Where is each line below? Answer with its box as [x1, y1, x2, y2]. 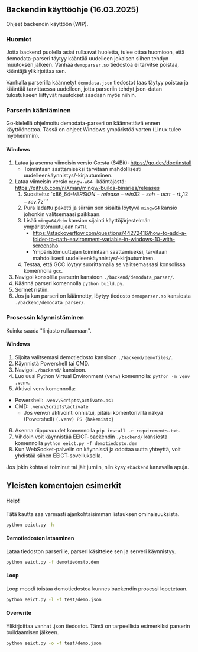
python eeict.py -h [6, 522, 54, 528]
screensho [32, 242, 59, 249]
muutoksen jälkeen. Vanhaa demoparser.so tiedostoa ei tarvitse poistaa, [6, 62, 179, 69]
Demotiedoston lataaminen [6, 534, 74, 541]
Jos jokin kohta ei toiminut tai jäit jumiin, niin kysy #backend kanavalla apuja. [6, 463, 189, 470]
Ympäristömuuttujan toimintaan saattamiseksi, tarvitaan [32, 248, 168, 256]
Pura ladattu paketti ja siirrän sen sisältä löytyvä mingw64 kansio [23, 204, 177, 212]
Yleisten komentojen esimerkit [6, 480, 122, 490]
